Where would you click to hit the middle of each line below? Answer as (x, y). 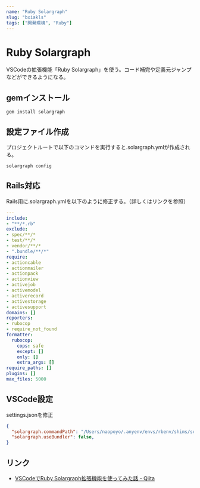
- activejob (21, 285)
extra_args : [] (36, 363)
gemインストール (38, 98)
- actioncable (24, 263)
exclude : (17, 229)
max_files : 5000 (26, 379)
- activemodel (24, 290)
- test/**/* (21, 240)
